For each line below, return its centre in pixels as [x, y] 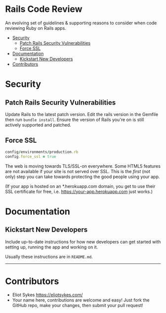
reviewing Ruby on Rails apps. [36, 28]
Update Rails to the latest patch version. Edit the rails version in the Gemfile [82, 114]
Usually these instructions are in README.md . [49, 256]
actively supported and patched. [38, 125]
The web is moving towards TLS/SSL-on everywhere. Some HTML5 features [83, 166]
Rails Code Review [44, 9]
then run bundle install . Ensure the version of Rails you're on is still [75, 120]
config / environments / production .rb [42, 152]
